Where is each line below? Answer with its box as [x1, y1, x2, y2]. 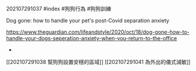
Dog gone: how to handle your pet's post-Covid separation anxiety [6, 17, 169, 24]
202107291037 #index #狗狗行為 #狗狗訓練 [6, 5, 112, 12]
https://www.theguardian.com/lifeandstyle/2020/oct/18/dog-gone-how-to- [6, 28, 190, 35]
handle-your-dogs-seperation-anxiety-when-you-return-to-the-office [6, 35, 177, 41]
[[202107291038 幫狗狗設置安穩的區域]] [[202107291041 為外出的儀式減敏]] [6, 59, 191, 65]
